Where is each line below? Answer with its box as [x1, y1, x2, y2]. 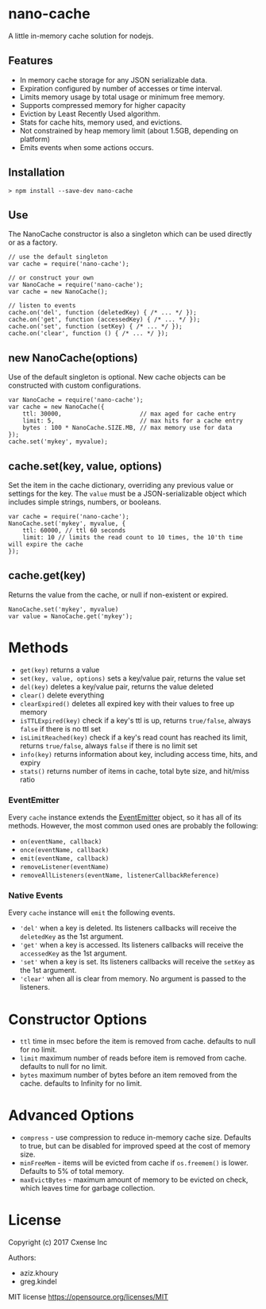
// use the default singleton [8, 253, 109, 261]
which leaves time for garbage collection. [19, 1184, 156, 1193]
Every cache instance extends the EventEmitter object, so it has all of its [8, 813, 242, 822]
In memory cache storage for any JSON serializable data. [19, 75, 208, 84]
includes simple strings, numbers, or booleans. [8, 497, 161, 507]
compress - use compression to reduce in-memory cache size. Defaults [19, 1133, 252, 1142]
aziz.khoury [19, 1268, 59, 1278]
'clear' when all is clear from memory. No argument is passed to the [19, 974, 247, 983]
